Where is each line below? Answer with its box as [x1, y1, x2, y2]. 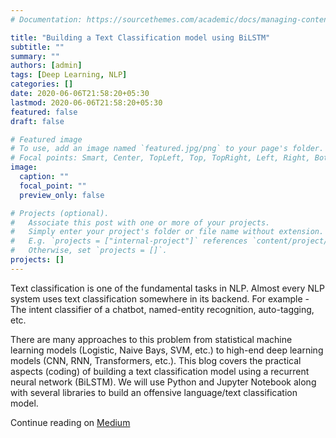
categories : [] [10, 79, 74, 90]
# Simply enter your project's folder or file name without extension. [10, 227, 325, 237]
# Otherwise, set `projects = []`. [10, 246, 168, 256]
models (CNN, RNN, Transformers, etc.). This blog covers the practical [10, 354, 302, 366]
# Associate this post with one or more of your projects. [10, 217, 271, 228]
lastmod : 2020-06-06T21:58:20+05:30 [10, 97, 163, 108]
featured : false [10, 107, 78, 117]
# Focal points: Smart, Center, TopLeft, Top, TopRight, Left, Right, [10, 153, 311, 163]
